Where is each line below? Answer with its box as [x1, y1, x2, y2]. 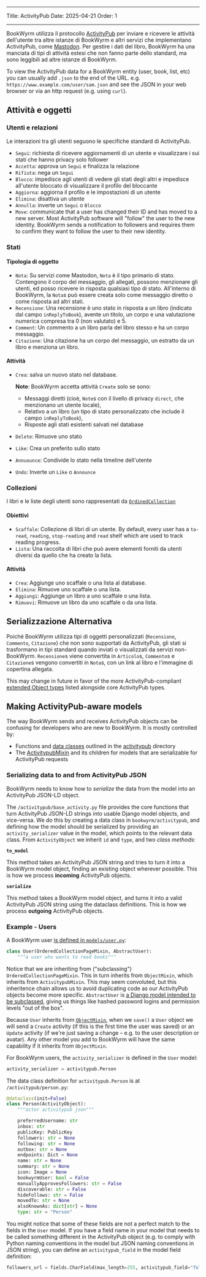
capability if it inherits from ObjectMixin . [6, 1042, 107, 1049]
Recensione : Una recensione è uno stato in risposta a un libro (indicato [15, 304, 192, 312]
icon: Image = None [17, 1169, 67, 1175]
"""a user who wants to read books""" [17, 954, 116, 960]
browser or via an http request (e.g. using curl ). [6, 87, 128, 94]
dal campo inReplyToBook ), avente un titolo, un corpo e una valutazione [15, 310, 195, 318]
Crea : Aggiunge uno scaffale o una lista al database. [15, 579, 147, 586]
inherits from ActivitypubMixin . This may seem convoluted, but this [6, 978, 177, 985]
